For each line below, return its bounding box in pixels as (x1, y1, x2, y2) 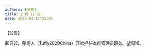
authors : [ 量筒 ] (5, 7, 36, 12)
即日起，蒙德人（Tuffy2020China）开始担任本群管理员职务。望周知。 (5, 40, 144, 46)
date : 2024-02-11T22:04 (5, 16, 53, 21)
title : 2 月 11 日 (5, 12, 41, 17)
